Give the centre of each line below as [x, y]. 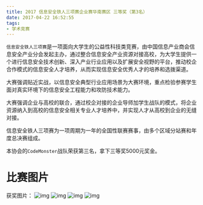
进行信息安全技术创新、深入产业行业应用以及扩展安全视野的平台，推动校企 [104, 62]
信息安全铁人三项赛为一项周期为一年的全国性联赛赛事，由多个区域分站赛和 [99, 131]
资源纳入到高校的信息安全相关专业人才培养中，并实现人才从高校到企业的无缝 [101, 110]
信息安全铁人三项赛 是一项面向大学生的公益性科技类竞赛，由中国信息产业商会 [98, 47]
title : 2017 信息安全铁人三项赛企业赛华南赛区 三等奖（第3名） [77, 12]
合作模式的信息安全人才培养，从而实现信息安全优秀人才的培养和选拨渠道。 [99, 70]
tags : [13, 23]
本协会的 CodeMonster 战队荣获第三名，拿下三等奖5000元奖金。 [83, 151]
